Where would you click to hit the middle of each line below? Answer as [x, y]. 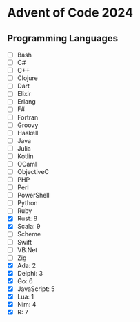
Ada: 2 [27, 265]
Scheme [29, 234]
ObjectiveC [33, 171]
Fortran [28, 117]
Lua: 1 [26, 296]
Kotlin [25, 156]
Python [27, 203]
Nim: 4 [27, 304]
